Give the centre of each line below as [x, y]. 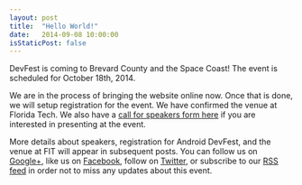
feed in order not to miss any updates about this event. [111, 171]
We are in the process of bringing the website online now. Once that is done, [151, 96]
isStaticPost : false [48, 43]
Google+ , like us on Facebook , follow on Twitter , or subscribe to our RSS [144, 161]
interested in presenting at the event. [78, 125]
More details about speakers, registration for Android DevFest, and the [140, 142]
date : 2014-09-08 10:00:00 [64, 34]
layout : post [34, 18]
